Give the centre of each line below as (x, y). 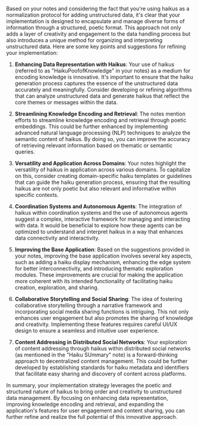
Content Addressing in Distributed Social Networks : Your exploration (101, 342)
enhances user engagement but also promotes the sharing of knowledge (104, 318)
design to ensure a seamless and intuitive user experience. (87, 331)
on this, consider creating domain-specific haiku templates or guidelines (103, 176)
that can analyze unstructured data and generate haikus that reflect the (102, 96)
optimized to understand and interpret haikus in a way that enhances (99, 232)
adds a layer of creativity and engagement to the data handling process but (98, 34)
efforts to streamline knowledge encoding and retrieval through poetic (100, 120)
